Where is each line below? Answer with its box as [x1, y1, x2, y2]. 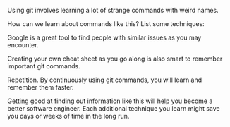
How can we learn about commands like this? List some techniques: [7, 20, 205, 28]
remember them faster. [7, 83, 74, 91]
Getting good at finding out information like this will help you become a [7, 97, 213, 105]
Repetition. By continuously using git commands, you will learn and [7, 75, 202, 84]
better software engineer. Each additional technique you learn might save [7, 104, 220, 112]
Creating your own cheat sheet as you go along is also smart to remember [7, 54, 223, 63]
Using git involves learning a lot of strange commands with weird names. [7, 6, 219, 14]
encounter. [7, 41, 39, 49]
